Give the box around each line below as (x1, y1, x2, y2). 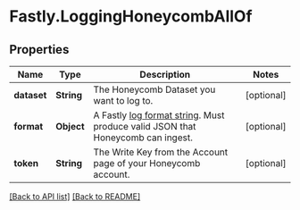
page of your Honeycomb (93, 157, 201, 169)
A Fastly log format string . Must (93, 109, 225, 122)
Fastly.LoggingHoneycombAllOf (9, 6, 253, 27)
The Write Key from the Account (93, 146, 229, 158)
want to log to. (93, 95, 154, 106)
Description (139, 69, 191, 80)
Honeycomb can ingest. (93, 131, 194, 144)
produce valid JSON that (93, 121, 196, 132)
